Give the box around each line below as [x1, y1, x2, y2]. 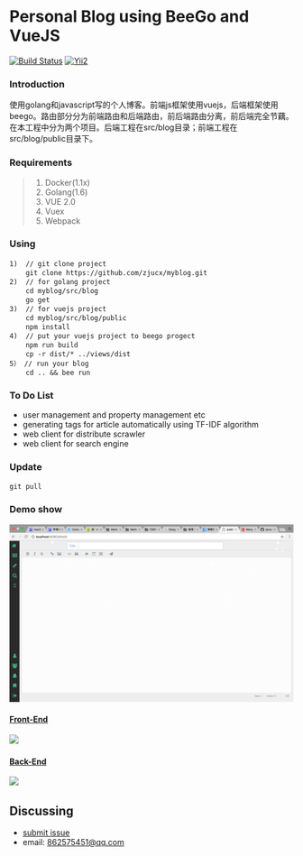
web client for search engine [22, 438, 129, 449]
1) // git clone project [9, 259, 106, 268]
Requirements [9, 156, 73, 169]
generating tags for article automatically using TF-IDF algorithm [22, 419, 260, 430]
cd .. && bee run [25, 368, 91, 377]
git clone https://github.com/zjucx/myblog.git [25, 268, 207, 277]
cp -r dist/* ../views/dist [25, 349, 131, 358]
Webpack [44, 215, 81, 226]
